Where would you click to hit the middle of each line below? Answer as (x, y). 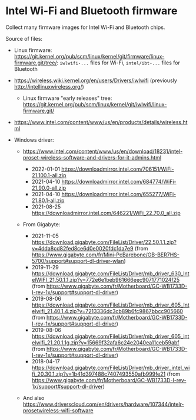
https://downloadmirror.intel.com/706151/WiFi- (117, 169)
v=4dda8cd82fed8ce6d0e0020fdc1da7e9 (82, 248)
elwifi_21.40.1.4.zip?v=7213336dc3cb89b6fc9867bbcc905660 (107, 311)
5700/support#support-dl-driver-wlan (78, 261)
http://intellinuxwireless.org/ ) (49, 86)
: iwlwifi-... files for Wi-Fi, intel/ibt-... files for (118, 63)
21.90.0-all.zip (49, 188)
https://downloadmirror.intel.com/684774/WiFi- (119, 181)
